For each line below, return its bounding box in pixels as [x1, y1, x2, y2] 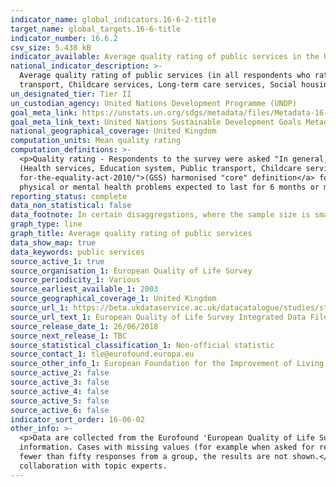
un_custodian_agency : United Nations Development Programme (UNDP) [10, 98, 298, 108]
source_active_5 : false [10, 396, 110, 406]
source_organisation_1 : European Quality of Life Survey [10, 266, 253, 276]
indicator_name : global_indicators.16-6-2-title [10, 14, 217, 25]
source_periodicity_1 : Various [10, 275, 141, 285]
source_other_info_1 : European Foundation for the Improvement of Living [10, 359, 325, 369]
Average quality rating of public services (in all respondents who [19, 71, 311, 81]
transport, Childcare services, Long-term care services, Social [19, 80, 298, 90]
